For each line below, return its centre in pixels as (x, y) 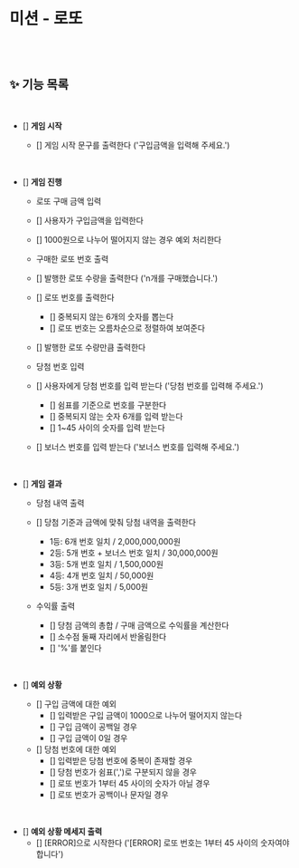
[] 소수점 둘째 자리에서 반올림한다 (108, 636)
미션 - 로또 (46, 19)
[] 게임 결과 (42, 483)
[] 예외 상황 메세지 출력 (62, 831)
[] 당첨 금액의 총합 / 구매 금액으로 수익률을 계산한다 (139, 625)
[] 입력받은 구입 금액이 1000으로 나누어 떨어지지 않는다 (145, 715)
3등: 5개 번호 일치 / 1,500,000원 (107, 564)
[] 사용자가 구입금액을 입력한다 (90, 220)
